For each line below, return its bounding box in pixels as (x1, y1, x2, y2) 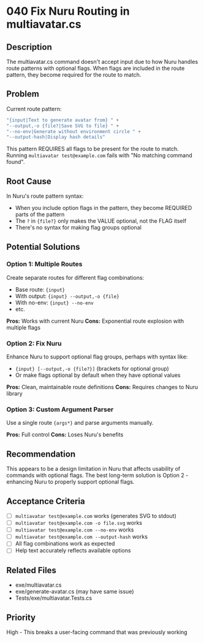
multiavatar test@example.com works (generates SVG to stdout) (15, 512, 176, 520)
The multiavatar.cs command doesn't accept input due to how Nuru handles (6, 58, 198, 65)
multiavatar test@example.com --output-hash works (15, 533, 148, 541)
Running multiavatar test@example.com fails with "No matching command (6, 152, 193, 159)
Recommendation (6, 449, 75, 459)
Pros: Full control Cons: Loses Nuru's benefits (6, 431, 124, 438)
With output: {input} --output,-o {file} (15, 292, 119, 300)
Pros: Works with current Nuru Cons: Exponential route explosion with (6, 317, 184, 325)
